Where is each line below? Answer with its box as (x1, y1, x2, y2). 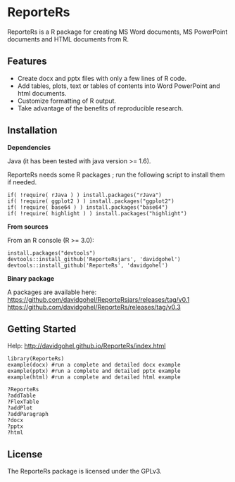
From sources (7, 222, 49, 231)
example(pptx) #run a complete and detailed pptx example (7, 367, 181, 375)
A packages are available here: (7, 288, 97, 296)
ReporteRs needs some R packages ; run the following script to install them (7, 170, 225, 179)
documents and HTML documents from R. (7, 34, 129, 43)
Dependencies (7, 143, 51, 151)
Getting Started (7, 323, 77, 335)
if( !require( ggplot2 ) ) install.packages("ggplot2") (7, 198, 174, 205)
